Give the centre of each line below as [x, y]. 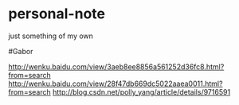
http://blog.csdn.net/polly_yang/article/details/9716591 [141, 91]
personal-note [57, 14]
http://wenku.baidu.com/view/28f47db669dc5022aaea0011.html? [116, 84]
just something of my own [51, 36]
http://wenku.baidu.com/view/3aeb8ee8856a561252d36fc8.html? [116, 66]
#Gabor [21, 51]
